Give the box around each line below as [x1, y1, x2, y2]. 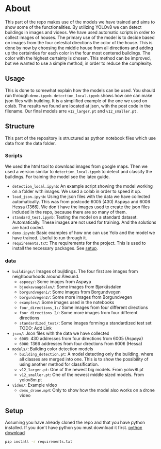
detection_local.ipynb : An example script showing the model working [12, 183, 153, 189]
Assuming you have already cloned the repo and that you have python [5, 419, 145, 425]
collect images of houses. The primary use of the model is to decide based [5, 35, 155, 40]
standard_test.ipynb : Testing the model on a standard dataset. [12, 214, 138, 220]
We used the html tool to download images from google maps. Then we [5, 163, 148, 169]
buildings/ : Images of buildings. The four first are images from [12, 269, 138, 274]
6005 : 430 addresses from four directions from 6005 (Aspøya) [19, 336, 143, 341]
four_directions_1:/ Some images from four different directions [19, 305, 148, 310]
